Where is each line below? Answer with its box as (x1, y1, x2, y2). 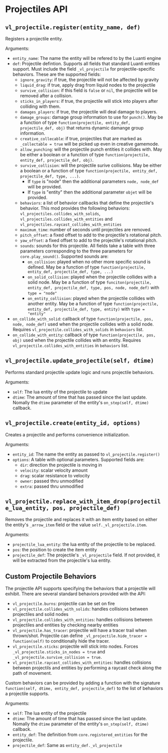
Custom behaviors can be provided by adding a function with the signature (5, 680, 160, 686)
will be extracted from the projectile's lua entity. (12, 557, 112, 563)
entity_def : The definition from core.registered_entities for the (12, 732, 148, 738)
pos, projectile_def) (52, 505, 121, 512)
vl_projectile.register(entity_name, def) (5, 24, 141, 31)
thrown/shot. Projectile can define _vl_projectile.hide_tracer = (12, 633, 147, 639)
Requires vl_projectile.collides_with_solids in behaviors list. (12, 327, 144, 332)
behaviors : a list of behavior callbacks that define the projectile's (20, 200, 154, 206)
